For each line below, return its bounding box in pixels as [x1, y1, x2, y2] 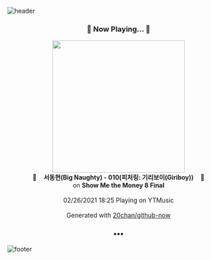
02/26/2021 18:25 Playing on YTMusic [63, 196, 174, 204]
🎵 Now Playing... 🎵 [86, 24, 151, 34]
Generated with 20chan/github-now [66, 211, 171, 220]
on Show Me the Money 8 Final [73, 181, 164, 190]
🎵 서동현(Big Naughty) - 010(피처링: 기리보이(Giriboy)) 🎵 [32, 173, 205, 182]
